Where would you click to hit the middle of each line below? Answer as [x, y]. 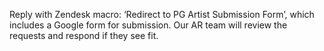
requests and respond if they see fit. [84, 35]
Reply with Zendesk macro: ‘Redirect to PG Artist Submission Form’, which [162, 14]
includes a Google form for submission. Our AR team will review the [148, 25]
